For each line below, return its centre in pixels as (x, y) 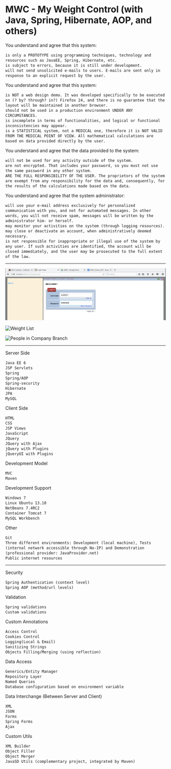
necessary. (17, 236)
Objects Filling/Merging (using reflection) (53, 652)
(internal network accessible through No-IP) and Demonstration (75, 548)
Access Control (21, 632)
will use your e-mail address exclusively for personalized (70, 205)
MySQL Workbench (22, 518)
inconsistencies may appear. (36, 126)
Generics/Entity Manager (32, 671)
